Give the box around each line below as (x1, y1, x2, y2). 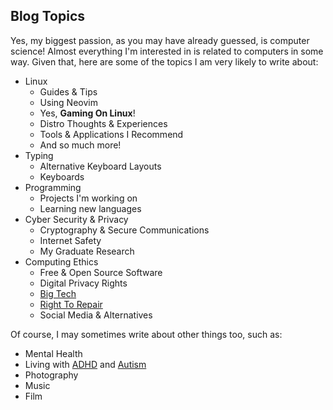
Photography (24, 369, 79, 381)
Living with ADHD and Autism (24, 358, 147, 370)
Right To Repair (39, 298, 103, 310)
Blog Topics (10, 8, 86, 25)
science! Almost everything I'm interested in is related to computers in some (10, 45, 324, 57)
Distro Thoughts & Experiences (39, 117, 168, 129)
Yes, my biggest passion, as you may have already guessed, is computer (10, 34, 310, 46)
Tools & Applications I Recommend (39, 128, 184, 140)
